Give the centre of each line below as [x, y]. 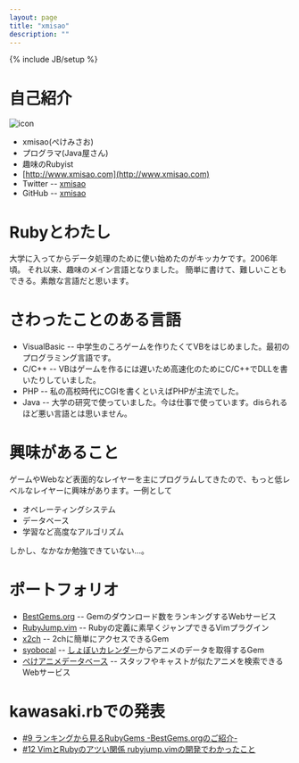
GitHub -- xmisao [54, 194]
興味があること [64, 453]
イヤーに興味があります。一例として [106, 491]
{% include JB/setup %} [54, 60]
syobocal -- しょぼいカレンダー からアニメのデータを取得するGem [143, 650]
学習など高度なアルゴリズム [73, 532]
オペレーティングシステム [69, 510]
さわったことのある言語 [95, 320]
